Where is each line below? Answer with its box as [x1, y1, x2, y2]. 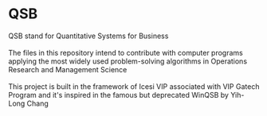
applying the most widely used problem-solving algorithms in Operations [8, 56, 248, 66]
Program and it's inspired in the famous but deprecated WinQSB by [8, 90, 230, 99]
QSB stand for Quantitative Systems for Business [8, 31, 169, 41]
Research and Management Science [8, 64, 128, 74]
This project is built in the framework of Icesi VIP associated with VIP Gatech [8, 81, 260, 91]
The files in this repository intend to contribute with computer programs [8, 48, 243, 57]
